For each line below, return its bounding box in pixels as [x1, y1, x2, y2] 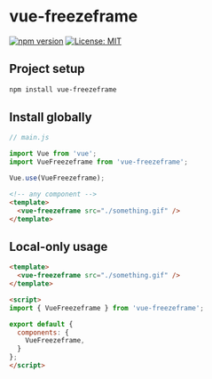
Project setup [9, 61, 86, 77]
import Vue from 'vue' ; [9, 149, 98, 158]
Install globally [9, 109, 92, 125]
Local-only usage [9, 238, 108, 254]
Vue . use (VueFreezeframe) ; [9, 173, 105, 183]
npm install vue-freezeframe [9, 85, 117, 94]
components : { [17, 327, 69, 337]
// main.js [9, 133, 50, 142]
